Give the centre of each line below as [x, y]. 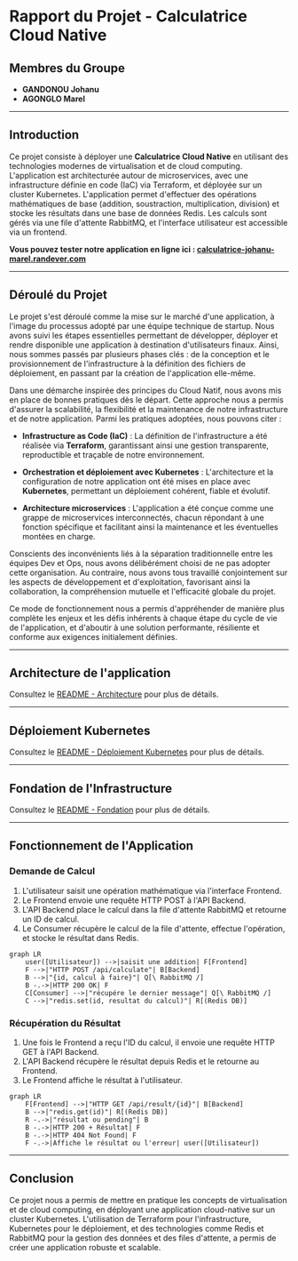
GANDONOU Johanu [60, 89]
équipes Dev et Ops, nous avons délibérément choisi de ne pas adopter [140, 563]
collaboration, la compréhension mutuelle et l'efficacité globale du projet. [143, 591]
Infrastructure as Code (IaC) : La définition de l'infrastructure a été [145, 435]
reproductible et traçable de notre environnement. [114, 454]
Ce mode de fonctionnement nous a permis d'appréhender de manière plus [147, 608]
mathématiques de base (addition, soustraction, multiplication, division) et [144, 204]
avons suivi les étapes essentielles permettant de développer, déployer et [144, 335]
